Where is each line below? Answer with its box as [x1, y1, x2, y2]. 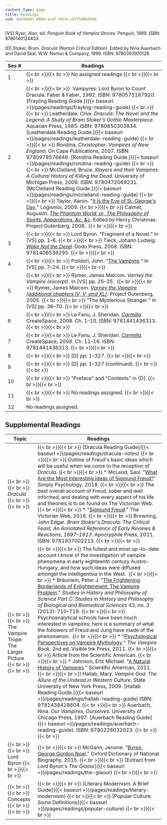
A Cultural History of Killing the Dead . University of [26, 173, 145, 180]
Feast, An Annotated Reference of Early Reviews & [37, 525, 156, 532]
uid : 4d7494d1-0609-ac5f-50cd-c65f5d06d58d [5, 16, 97, 21]
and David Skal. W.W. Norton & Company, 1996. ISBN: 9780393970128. [5, 50, 151, 56]
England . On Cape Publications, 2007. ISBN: [26, 148, 130, 155]
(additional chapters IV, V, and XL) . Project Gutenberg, [26, 291, 154, 298]
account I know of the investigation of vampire [37, 552, 146, 559]
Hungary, [37, 564, 60, 571]
